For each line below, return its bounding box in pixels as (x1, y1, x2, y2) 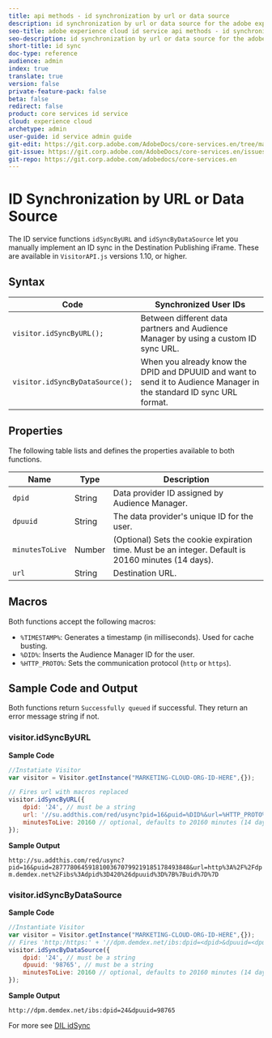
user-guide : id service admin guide (8, 132, 132, 140)
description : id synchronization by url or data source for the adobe (8, 19, 252, 28)
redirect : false (8, 102, 63, 110)
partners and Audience (140, 323, 228, 333)
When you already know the (140, 356, 247, 367)
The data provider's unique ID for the (113, 510, 253, 521)
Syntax (8, 275, 45, 289)
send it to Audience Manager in (140, 376, 260, 388)
